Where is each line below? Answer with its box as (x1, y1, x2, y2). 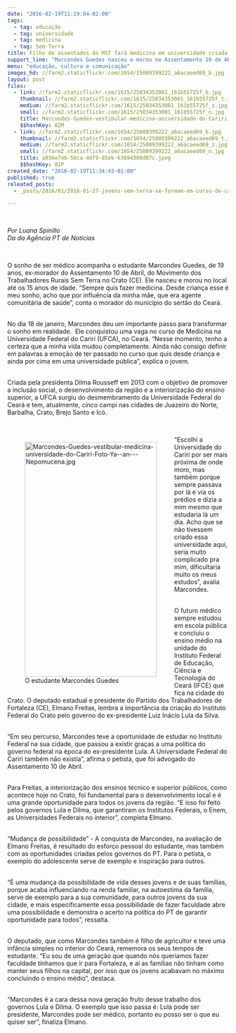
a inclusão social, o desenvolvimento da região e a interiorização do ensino (7, 385, 225, 395)
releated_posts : (7, 180, 55, 187)
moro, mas (174, 466, 205, 474)
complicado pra (174, 555, 220, 564)
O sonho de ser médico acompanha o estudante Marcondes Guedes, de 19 (7, 261, 225, 270)
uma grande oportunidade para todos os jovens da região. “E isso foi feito (7, 798, 221, 807)
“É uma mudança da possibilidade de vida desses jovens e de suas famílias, (7, 878, 227, 886)
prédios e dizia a (174, 495, 223, 504)
